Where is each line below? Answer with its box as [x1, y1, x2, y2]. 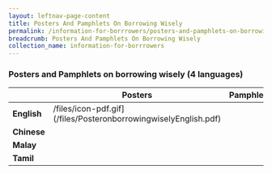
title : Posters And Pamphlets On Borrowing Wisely [8, 19, 183, 28]
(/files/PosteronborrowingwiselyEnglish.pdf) [53, 113, 222, 125]
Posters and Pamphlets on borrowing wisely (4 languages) [8, 69, 244, 80]
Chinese [12, 126, 46, 138]
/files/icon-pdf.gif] [53, 103, 125, 114]
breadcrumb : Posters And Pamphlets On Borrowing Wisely [8, 34, 201, 43]
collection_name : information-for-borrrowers [8, 42, 164, 50]
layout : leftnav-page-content [8, 11, 111, 20]
